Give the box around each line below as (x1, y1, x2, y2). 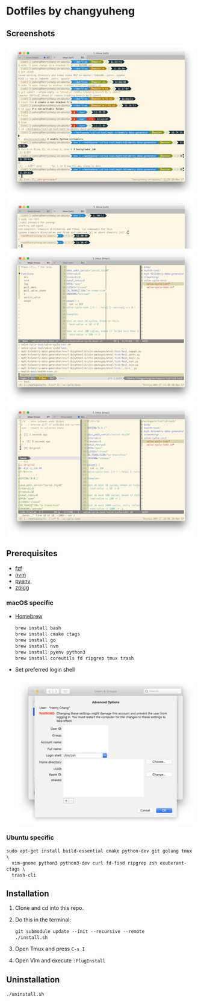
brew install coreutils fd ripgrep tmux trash (14, 655, 134, 661)
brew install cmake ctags (14, 631, 80, 637)
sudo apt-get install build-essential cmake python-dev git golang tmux (6, 848, 193, 854)
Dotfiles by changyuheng (6, 4, 135, 18)
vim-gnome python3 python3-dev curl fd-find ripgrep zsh (11, 860, 158, 866)
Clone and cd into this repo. (14, 904, 84, 912)
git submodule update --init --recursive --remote (14, 929, 145, 935)
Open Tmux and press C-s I (14, 945, 85, 953)
